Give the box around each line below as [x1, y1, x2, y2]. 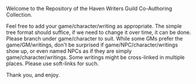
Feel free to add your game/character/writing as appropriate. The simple [6, 23, 182, 29]
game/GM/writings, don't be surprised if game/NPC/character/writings [6, 41, 178, 48]
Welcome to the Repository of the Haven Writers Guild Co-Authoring [6, 5, 172, 12]
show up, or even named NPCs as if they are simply [6, 48, 132, 55]
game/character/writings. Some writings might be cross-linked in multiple [6, 54, 185, 61]
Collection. [6, 11, 32, 18]
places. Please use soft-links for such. [6, 60, 99, 67]
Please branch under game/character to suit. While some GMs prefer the [6, 35, 183, 42]
